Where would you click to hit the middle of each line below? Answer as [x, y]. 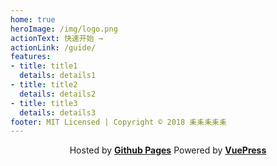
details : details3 [58, 112]
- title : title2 [44, 85]
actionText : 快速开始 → [56, 38]
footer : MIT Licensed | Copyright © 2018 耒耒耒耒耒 [118, 122]
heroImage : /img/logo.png [64, 29]
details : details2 [58, 94]
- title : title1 [44, 66]
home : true [33, 19]
